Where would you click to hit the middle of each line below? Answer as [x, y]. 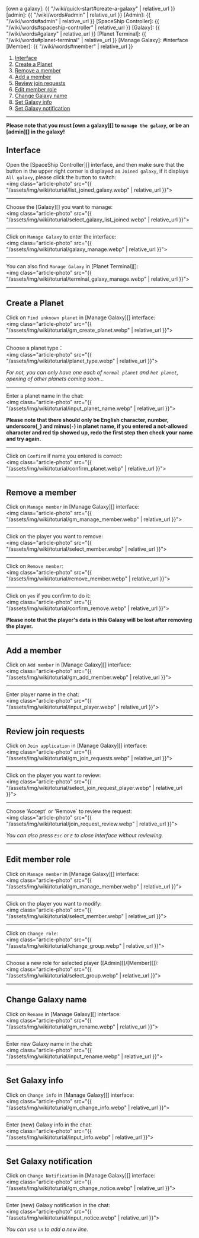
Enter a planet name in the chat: [45, 396]
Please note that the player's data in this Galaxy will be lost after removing [99, 620]
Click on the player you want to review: [54, 775]
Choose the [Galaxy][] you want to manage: [60, 207]
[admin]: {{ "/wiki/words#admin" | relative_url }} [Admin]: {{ [78, 15]
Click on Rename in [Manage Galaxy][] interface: [64, 1014]
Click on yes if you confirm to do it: [48, 596]
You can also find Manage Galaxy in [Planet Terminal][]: [72, 266]
